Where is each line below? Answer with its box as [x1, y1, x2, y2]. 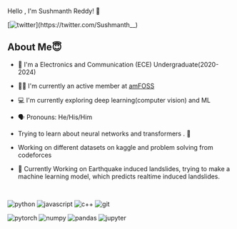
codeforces [17, 151, 52, 159]
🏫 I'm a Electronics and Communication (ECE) [17, 60, 152, 68]
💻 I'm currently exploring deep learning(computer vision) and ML [17, 96, 211, 104]
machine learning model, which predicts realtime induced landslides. [17, 172, 220, 180]
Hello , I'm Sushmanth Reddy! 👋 [7, 7, 101, 15]
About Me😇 [7, 41, 62, 54]
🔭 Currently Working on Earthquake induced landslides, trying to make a [17, 164, 231, 173]
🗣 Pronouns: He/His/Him [17, 113, 93, 121]
